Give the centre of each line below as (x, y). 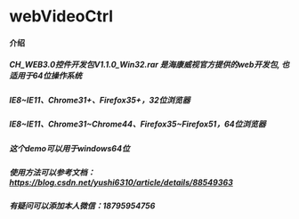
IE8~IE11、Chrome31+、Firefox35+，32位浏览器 (100, 100)
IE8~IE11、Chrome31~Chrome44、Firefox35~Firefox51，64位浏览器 (137, 124)
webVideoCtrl (61, 16)
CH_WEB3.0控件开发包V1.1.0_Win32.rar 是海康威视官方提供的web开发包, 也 (149, 65)
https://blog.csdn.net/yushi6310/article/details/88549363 (121, 182)
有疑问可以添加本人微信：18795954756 (82, 206)
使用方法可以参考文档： (52, 172)
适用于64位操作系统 (46, 76)
